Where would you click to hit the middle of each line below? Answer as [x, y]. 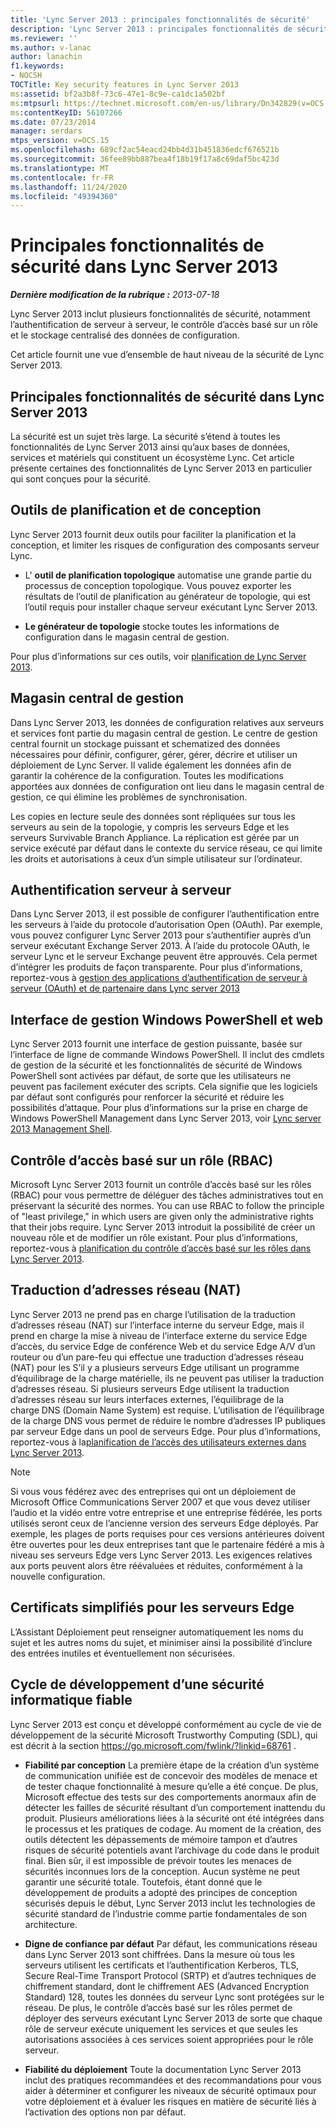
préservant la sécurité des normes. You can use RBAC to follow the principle [167, 1206]
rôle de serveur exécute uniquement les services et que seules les [161, 2028]
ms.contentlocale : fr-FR [62, 177]
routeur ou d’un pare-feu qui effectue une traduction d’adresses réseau [157, 1357]
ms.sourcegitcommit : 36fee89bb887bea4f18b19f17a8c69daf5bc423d [145, 159]
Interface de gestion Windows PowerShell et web [167, 1019]
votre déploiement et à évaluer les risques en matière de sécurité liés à [170, 2101]
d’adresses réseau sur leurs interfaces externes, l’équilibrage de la [147, 1399]
